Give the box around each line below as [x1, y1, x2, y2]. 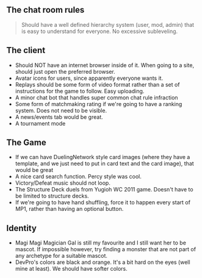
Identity [6, 223, 37, 233]
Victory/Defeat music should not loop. [15, 179, 111, 187]
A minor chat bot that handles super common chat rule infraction [15, 94, 178, 101]
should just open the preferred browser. [15, 68, 116, 75]
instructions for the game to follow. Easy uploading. [15, 87, 145, 94]
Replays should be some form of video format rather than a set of [15, 80, 180, 88]
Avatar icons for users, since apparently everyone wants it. [15, 74, 164, 82]
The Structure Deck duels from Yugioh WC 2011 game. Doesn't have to [15, 186, 193, 193]
